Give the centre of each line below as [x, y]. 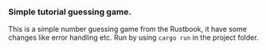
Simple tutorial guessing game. [70, 12]
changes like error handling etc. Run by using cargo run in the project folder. [133, 37]
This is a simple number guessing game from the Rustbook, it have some [128, 29]
